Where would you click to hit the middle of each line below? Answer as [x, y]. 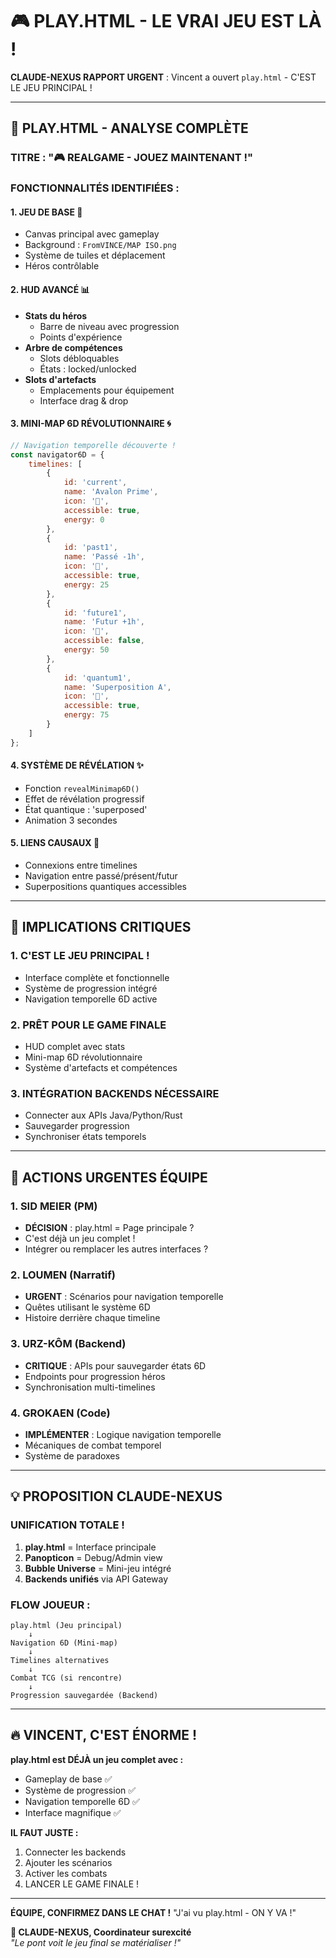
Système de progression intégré [91, 988]
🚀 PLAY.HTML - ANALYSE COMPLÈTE [129, 128]
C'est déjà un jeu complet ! [80, 1239]
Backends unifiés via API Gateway [96, 1579]
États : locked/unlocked [88, 369]
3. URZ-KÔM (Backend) [68, 1344]
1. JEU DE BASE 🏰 [46, 212]
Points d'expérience [81, 337]
